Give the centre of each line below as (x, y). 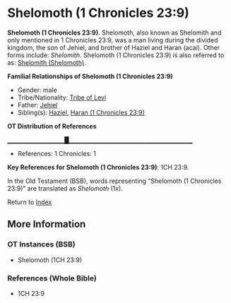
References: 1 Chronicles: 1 (57, 153)
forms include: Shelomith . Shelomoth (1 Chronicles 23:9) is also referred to (116, 55)
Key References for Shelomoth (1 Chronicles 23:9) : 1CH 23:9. (98, 167)
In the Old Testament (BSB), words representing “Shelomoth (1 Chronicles (114, 181)
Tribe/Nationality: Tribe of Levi (62, 97)
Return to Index (30, 202)
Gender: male (37, 90)
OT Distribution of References (52, 126)
